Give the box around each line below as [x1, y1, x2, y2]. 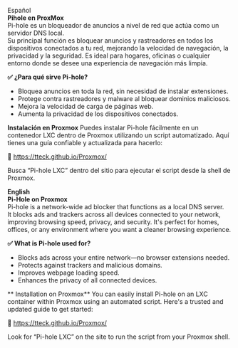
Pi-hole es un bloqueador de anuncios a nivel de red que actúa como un [7, 21, 219, 29]
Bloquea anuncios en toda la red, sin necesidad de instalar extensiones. [17, 87, 229, 95]
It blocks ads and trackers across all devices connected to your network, [7, 210, 221, 218]
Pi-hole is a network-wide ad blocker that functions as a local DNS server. [7, 203, 224, 211]
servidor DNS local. [7, 28, 65, 37]
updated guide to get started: [7, 305, 93, 313]
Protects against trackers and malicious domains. [17, 261, 162, 269]
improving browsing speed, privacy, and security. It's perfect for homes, [7, 218, 219, 226]
